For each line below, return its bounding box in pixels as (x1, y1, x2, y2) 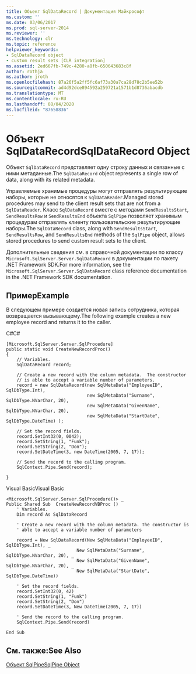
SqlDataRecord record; (16, 362, 72, 368)
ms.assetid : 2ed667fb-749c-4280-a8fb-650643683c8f (6, 63, 132, 69)
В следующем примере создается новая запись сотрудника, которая (6, 306, 180, 314)
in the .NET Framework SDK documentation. (6, 274, 112, 281)
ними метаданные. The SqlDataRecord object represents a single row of (6, 170, 178, 177)
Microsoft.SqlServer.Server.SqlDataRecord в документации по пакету (6, 255, 178, 262)
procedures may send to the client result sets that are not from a (6, 200, 161, 207)
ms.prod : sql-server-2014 (6, 25, 69, 31)
